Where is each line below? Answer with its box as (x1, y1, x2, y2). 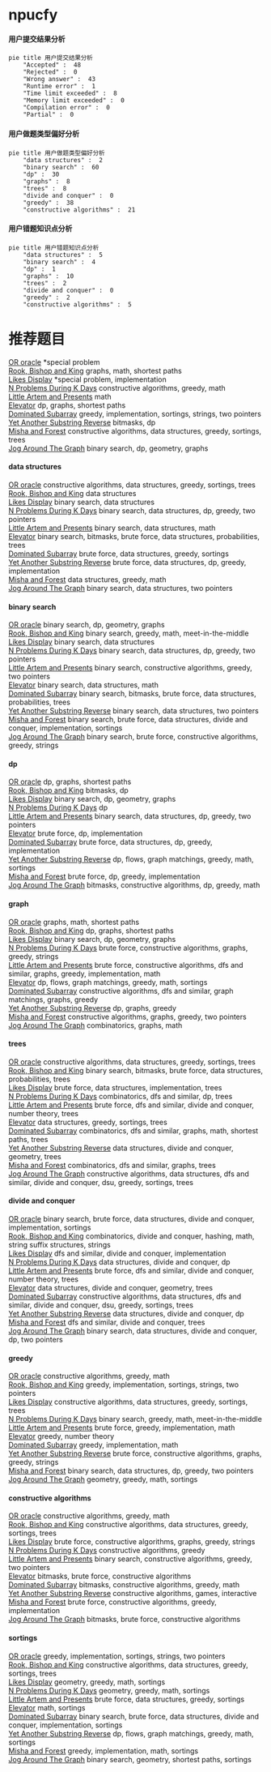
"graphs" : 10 (23, 272, 74, 280)
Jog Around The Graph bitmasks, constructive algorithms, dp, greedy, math (8, 880, 260, 890)
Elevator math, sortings (8, 1702, 86, 1712)
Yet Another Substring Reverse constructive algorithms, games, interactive (8, 1589, 257, 1599)
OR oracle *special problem (8, 357, 100, 366)
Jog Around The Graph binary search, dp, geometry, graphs (8, 443, 209, 453)
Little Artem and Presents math (8, 392, 112, 401)
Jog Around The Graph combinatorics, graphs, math (8, 1020, 183, 1030)
